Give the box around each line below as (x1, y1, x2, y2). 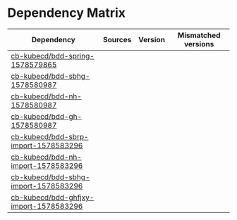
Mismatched (177, 30, 221, 40)
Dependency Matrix (7, 5, 126, 21)
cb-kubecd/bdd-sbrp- (11, 131, 89, 141)
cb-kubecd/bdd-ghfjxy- (11, 192, 95, 202)
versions (183, 39, 214, 48)
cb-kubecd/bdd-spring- (11, 51, 95, 60)
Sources (102, 34, 132, 44)
